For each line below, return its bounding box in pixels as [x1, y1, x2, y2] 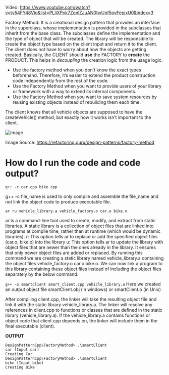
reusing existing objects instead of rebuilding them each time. [12, 99, 141, 105]
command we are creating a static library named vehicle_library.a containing [5, 255, 164, 261]
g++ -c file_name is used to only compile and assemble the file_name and [5, 193, 159, 199]
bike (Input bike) [5, 360, 44, 365]
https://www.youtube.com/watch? [20, 5, 91, 10]
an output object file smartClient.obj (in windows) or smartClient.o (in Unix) [5, 286, 161, 293]
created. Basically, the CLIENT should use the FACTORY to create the [5, 52, 150, 58]
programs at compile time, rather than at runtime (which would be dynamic [5, 228, 161, 234]
